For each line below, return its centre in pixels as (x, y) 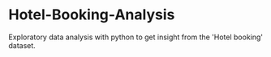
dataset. (22, 45)
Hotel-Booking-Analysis (92, 15)
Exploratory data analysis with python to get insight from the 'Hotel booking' (136, 37)
